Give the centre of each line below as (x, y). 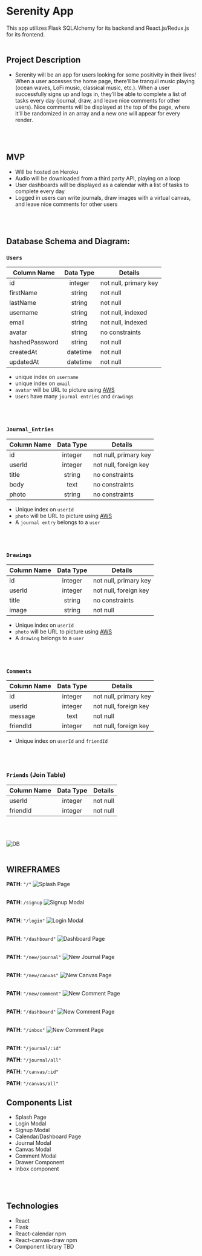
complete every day (40, 191)
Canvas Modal (33, 1150)
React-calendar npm (41, 1234)
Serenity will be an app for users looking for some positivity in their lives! (106, 75)
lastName (23, 303)
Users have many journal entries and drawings (74, 397)
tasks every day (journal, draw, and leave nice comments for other (97, 100)
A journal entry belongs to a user (58, 522)
